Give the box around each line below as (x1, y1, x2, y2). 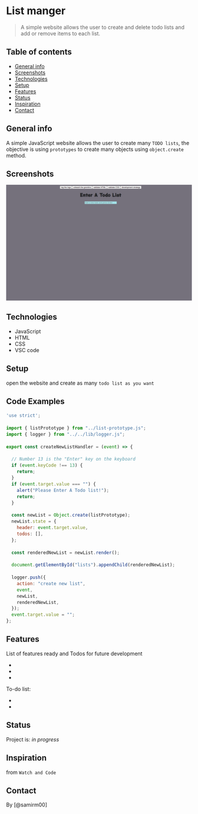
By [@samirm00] (6, 801, 48, 809)
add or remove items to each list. (20, 29, 101, 37)
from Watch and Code (6, 769, 57, 776)
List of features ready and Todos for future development (6, 650, 143, 657)
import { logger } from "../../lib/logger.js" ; (6, 431, 126, 437)
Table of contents (6, 47, 72, 57)
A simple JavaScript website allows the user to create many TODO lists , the (6, 139, 190, 146)
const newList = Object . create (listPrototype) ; (11, 512, 131, 518)
